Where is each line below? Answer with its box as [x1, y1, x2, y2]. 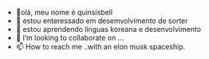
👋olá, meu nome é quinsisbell [15, 8, 113, 17]
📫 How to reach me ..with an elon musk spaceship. [15, 42, 186, 51]
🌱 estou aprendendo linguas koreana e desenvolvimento [15, 25, 202, 33]
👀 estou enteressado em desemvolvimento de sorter [15, 16, 189, 26]
